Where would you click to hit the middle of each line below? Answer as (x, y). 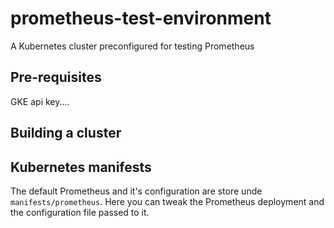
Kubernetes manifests (81, 167)
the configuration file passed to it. (80, 212)
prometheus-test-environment (141, 18)
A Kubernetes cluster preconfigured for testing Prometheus (132, 46)
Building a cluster (66, 133)
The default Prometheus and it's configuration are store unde (136, 191)
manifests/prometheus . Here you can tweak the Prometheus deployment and (167, 201)
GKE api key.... (40, 101)
